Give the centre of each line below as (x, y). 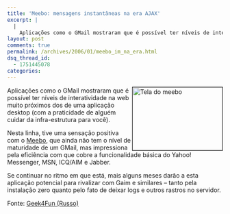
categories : (24, 71)
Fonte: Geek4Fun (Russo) (43, 203)
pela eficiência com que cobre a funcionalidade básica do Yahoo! (99, 154)
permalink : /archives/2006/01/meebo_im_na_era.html (82, 52)
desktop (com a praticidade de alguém (62, 112)
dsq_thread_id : (29, 58)
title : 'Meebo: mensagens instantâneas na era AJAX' (84, 13)
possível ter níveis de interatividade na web (68, 97)
